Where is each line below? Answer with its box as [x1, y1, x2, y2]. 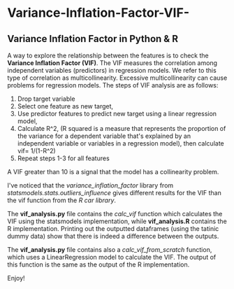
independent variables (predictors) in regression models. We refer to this [7, 66, 217, 74]
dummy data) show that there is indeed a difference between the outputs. [7, 232, 219, 240]
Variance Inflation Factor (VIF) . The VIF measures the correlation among [7, 59, 218, 67]
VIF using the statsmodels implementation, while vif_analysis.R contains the [7, 217, 227, 225]
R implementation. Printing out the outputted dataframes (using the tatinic [7, 225, 219, 232]
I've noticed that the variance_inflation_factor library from [7, 181, 174, 190]
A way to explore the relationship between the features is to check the [7, 51, 209, 59]
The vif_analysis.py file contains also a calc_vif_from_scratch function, [7, 246, 212, 253]
